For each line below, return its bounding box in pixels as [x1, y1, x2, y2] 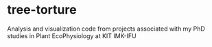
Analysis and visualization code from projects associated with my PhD [7, 25, 206, 33]
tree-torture [7, 2, 77, 18]
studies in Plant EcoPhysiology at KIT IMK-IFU [7, 31, 137, 40]
